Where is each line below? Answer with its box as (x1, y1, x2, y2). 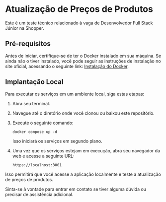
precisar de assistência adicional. (5, 191, 74, 197)
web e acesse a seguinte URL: (12, 153, 75, 159)
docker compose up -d (12, 129, 57, 135)
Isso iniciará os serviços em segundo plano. (12, 138, 103, 144)
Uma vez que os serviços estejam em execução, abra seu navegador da (12, 147, 161, 153)
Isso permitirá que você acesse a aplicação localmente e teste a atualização (5, 171, 162, 177)
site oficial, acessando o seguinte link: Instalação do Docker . (5, 63, 129, 69)
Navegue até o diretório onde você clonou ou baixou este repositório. (12, 110, 155, 116)
